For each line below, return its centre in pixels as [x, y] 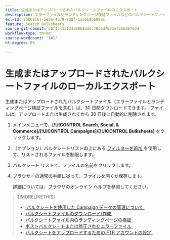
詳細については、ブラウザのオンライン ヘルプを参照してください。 [82, 186]
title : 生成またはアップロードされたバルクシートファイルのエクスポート [72, 10]
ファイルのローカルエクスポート [89, 86]
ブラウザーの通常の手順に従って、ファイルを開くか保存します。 [79, 176]
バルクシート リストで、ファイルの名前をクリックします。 [73, 165]
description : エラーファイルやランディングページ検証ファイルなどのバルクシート [80, 15]
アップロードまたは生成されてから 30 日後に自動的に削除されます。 [89, 114]
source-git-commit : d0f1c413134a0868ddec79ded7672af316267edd [72, 29]
